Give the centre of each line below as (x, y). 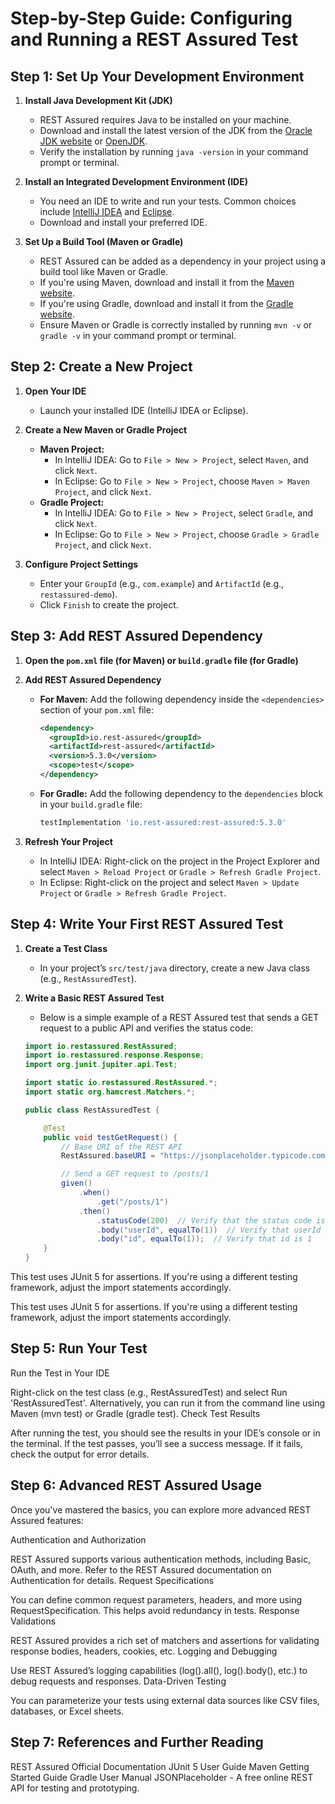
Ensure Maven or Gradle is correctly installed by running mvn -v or (176, 325)
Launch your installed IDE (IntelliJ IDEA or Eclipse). (144, 410)
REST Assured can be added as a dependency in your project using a (183, 261)
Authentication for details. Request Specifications (112, 1580)
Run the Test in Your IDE (60, 1373)
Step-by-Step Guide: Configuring (151, 18)
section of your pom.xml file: (96, 709)
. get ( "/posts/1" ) (132, 1202)
